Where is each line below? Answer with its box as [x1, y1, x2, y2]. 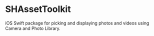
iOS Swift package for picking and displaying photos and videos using [5, 20, 149, 26]
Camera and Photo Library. [5, 25, 61, 31]
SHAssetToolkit [5, 3, 71, 15]
